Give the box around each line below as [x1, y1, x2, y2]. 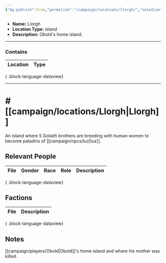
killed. [5, 253, 17, 260]
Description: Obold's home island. [12, 31, 83, 37]
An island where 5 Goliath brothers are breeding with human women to [5, 132, 149, 138]
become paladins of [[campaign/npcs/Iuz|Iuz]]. [5, 138, 101, 144]
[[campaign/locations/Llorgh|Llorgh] [5, 106, 159, 117]
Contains [5, 48, 28, 55]
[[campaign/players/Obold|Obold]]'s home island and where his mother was [5, 248, 161, 254]
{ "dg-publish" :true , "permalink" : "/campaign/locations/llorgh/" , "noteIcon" [5, 7, 163, 12]
